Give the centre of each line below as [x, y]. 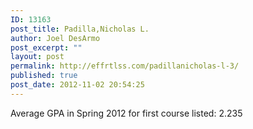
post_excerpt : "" [46, 47]
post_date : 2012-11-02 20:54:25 [77, 85]
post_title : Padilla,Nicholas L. [80, 29]
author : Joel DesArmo [55, 38]
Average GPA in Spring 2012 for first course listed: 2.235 [126, 113]
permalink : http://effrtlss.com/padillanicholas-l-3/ [125, 66]
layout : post [37, 57]
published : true [44, 76]
